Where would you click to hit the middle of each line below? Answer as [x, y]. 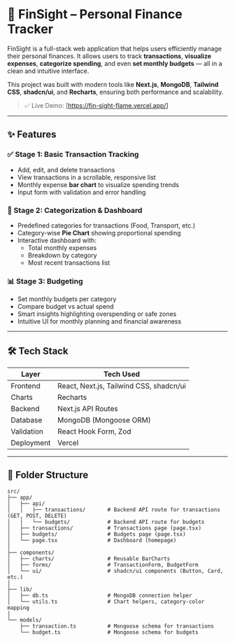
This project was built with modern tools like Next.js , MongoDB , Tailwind [113, 84]
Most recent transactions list [69, 263]
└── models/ [24, 620]
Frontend [26, 386]
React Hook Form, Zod [94, 431]
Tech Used [122, 374]
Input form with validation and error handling [81, 192]
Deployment [31, 443]
